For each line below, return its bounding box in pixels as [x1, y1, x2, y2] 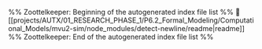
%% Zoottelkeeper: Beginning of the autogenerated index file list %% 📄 [8, 8, 241, 16]
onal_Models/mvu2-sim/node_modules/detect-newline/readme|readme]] [8, 24, 245, 33]
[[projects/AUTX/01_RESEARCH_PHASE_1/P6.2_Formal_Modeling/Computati [8, 16, 254, 25]
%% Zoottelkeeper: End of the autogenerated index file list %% [8, 32, 214, 41]
